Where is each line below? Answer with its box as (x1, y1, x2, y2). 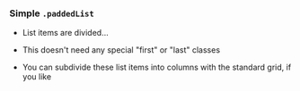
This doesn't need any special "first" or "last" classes (22, 45, 221, 55)
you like (22, 71, 52, 82)
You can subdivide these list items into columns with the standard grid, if (22, 62, 292, 73)
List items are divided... (22, 28, 110, 38)
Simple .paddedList (9, 7, 94, 20)
